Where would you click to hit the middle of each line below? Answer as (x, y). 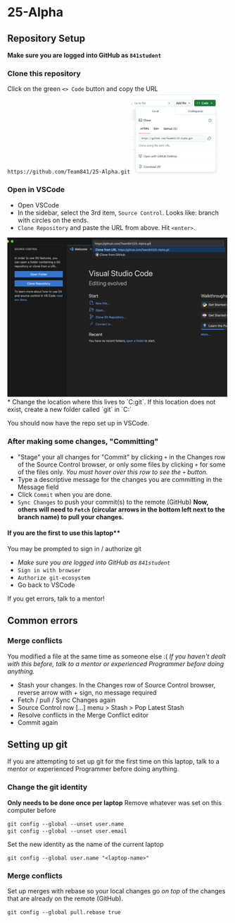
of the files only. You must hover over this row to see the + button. (113, 472)
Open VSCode (38, 205)
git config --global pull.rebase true (64, 912)
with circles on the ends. (53, 220)
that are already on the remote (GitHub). (65, 898)
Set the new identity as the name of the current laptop (85, 844)
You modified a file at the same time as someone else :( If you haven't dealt (117, 656)
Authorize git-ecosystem (54, 578)
